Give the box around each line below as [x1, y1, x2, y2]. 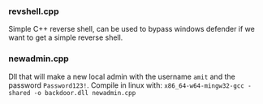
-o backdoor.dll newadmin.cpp [33, 89, 136, 97]
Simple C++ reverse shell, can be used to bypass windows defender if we [8, 24, 256, 34]
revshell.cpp [8, 6, 59, 17]
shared [8, 89, 31, 97]
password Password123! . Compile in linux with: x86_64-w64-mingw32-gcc [8, 80, 245, 90]
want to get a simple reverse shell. [8, 32, 123, 42]
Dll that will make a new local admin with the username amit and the [8, 71, 235, 81]
